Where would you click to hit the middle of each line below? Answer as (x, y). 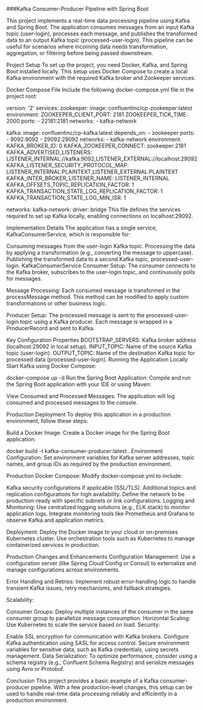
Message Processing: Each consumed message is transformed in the (93, 290)
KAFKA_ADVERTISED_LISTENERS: (49, 152)
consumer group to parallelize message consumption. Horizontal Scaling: (98, 618)
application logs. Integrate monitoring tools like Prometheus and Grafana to (101, 513)
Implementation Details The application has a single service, (82, 228)
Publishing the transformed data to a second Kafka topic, (78, 259)
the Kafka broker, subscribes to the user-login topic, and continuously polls (101, 272)
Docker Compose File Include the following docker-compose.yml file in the (100, 90)
